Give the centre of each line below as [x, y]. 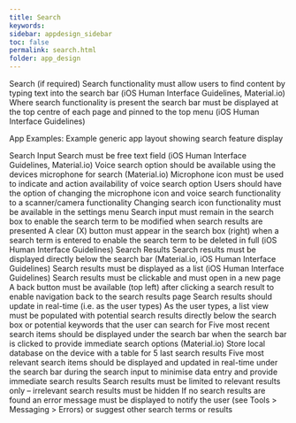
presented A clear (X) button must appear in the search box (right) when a [144, 231]
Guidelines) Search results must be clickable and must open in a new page [145, 278]
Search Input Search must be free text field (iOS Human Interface [128, 155]
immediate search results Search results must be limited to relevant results [145, 381]
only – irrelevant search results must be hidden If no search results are [137, 391]
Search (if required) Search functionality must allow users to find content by [147, 84]
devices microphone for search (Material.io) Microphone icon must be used [147, 174]
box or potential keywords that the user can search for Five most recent [140, 325]
